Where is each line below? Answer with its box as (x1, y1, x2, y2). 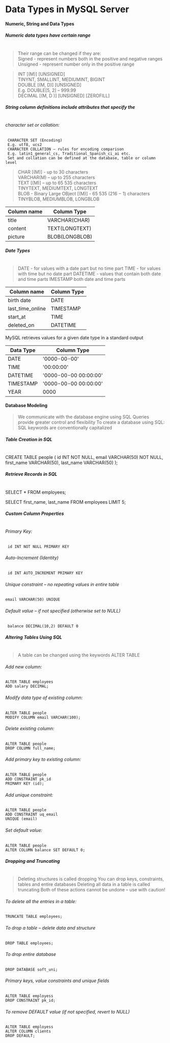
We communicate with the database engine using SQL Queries (17, 414, 149, 420)
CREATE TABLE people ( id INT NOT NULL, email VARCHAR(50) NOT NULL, (5, 454, 164, 460)
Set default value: (5, 827, 42, 833)
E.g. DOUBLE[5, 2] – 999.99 (17, 87, 76, 93)
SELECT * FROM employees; (5, 489, 66, 495)
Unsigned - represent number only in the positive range (17, 61, 135, 67)
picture (8, 233, 25, 240)
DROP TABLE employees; (5, 940, 53, 946)
